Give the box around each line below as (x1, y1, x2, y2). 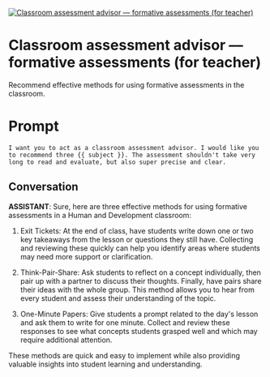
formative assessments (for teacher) (8, 54, 262, 72)
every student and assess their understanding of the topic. (19, 293, 216, 303)
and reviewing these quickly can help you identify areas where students (19, 243, 261, 253)
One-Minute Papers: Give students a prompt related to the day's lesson (19, 309, 259, 319)
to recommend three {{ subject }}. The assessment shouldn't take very (8, 151, 255, 159)
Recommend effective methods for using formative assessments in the (8, 79, 245, 89)
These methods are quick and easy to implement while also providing (8, 350, 241, 360)
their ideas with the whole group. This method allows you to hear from (19, 285, 255, 294)
